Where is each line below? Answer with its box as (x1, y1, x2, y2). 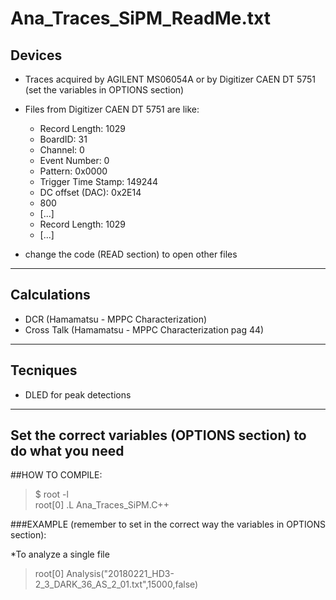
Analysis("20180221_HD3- (66, 568, 175, 580)
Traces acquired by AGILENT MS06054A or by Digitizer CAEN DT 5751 (24, 73, 317, 85)
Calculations (10, 287, 91, 304)
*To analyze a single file (10, 548, 110, 561)
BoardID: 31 (39, 133, 88, 145)
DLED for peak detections (24, 388, 132, 401)
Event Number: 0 (39, 155, 110, 166)
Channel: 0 (39, 144, 85, 156)
